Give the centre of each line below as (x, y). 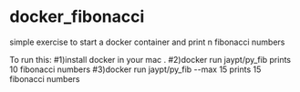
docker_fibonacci (77, 17)
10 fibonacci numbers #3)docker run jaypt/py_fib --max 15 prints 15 (135, 69)
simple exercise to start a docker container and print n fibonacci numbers (147, 42)
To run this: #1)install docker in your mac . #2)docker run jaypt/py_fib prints (150, 59)
